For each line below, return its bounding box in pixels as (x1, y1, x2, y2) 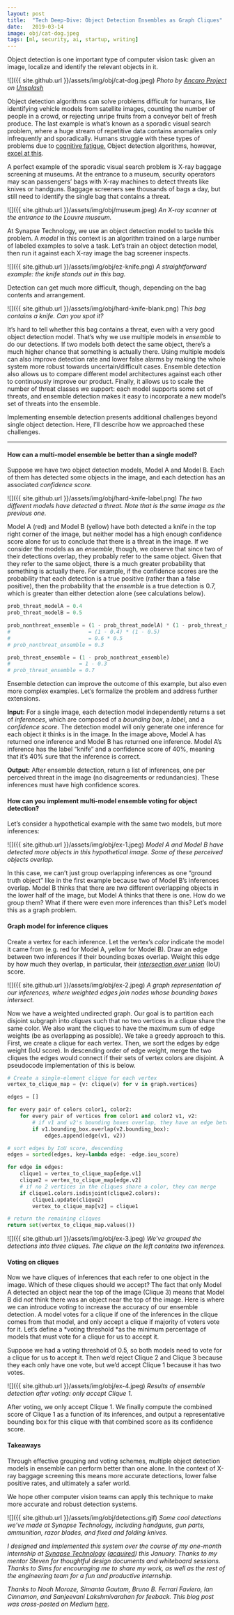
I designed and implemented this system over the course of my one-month (7, 1542, 221, 1550)
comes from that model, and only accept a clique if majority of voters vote (7, 1318, 220, 1326)
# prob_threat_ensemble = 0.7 (7, 667, 95, 674)
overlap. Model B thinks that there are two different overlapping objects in (7, 884, 219, 892)
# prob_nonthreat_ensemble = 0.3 (7, 641, 104, 648)
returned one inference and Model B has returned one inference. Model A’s (7, 738, 222, 746)
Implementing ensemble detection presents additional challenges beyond (7, 413, 218, 422)
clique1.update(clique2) (32, 1196, 104, 1203)
